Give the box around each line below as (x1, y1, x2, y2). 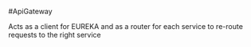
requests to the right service (8, 31, 101, 39)
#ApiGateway (8, 7, 53, 16)
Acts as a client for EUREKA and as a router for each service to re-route (8, 22, 243, 31)
